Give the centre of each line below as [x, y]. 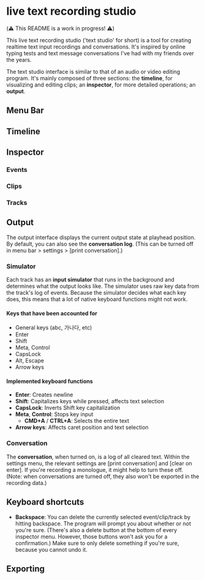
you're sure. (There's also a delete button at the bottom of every [96, 530]
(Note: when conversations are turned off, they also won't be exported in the [103, 476]
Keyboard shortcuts [45, 502]
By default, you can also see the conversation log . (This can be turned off [100, 244]
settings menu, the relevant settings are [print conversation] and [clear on [99, 463]
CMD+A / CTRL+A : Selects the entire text [77, 421]
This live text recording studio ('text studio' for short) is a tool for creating [99, 40]
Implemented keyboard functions [50, 381]
